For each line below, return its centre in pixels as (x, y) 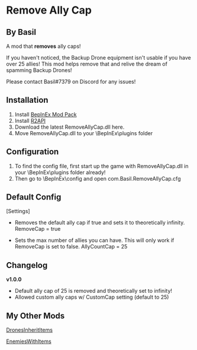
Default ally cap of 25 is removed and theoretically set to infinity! (93, 291)
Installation (27, 100)
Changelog (27, 265)
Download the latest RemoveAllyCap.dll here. (70, 127)
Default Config (34, 197)
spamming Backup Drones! (39, 70)
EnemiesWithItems (29, 341)
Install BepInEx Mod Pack (46, 114)
